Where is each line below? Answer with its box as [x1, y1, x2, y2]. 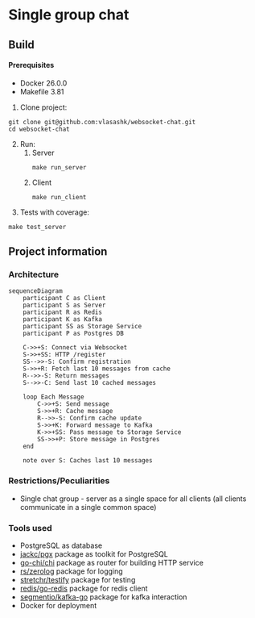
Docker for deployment [19, 601, 97, 611]
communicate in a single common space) [19, 502, 157, 512]
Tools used [8, 522, 52, 533]
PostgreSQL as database [19, 541, 103, 550]
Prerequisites [8, 61, 55, 70]
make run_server [31, 163, 87, 171]
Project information [8, 244, 108, 259]
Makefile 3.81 [19, 86, 64, 96]
